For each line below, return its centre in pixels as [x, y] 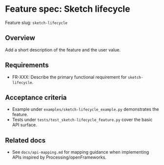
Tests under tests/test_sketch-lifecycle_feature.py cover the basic [82, 120]
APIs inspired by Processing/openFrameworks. [59, 157]
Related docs [25, 140]
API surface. [25, 125]
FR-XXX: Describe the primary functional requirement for [69, 77]
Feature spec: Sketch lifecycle [68, 9]
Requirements [27, 65]
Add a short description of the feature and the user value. [63, 49]
